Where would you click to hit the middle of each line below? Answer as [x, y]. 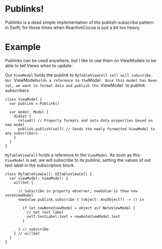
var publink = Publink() [34, 103]
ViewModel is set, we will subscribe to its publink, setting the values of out [78, 160]
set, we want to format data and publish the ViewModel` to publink [75, 85]
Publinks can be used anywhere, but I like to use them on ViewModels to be [81, 60]
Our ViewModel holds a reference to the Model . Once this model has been [81, 80]
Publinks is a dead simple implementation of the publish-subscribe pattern [79, 22]
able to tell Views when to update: [39, 65]
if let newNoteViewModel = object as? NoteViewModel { [79, 208]
